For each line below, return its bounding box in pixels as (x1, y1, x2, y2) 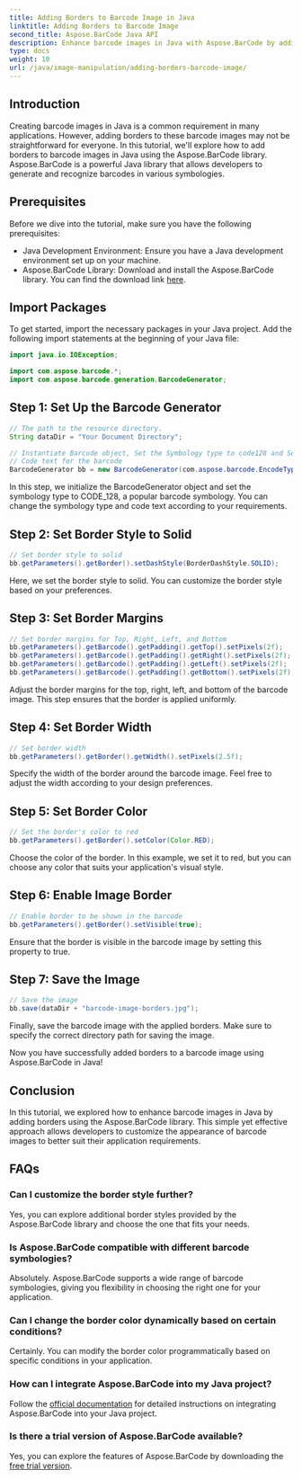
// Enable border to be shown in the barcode (9, 912, 182, 921)
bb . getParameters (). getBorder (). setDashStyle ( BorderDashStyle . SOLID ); (9, 558, 280, 567)
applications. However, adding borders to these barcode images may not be (9, 129, 290, 140)
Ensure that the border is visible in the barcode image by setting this (9, 936, 262, 947)
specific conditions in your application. (9, 1355, 153, 1367)
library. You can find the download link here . (22, 273, 186, 284)
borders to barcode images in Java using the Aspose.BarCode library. (9, 149, 268, 160)
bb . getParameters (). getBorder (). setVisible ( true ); (9, 920, 203, 929)
